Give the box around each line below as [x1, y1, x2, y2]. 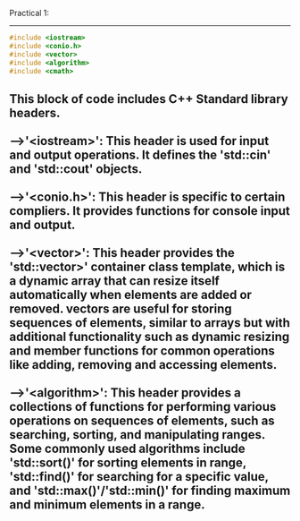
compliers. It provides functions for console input [9, 203, 290, 218]
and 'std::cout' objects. [9, 161, 143, 176]
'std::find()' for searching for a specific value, [9, 469, 270, 484]
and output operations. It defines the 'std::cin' [9, 147, 271, 162]
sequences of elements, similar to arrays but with [9, 315, 290, 330]
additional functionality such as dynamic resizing [9, 329, 290, 344]
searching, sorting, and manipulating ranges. [9, 427, 266, 442]
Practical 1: [9, 8, 50, 18]
